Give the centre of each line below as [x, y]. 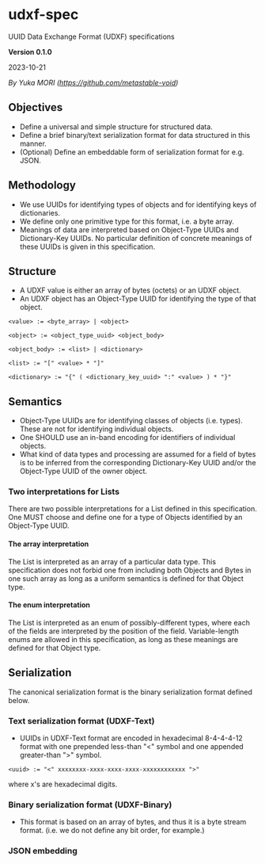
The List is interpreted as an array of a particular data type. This [112, 561]
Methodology [42, 185]
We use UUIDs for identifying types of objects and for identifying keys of [138, 205]
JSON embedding [43, 851]
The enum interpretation [49, 605]
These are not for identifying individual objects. [97, 429]
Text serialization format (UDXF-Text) [81, 721]
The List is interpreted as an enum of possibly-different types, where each [129, 622]
